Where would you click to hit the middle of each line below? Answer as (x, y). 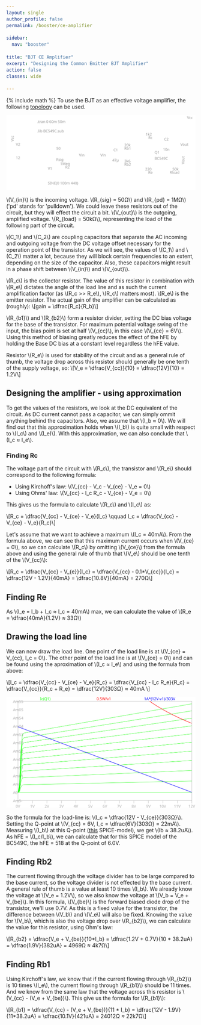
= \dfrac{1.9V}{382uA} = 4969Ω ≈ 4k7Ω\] (58, 946)
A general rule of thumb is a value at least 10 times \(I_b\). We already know (100, 889)
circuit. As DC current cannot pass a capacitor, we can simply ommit (91, 414)
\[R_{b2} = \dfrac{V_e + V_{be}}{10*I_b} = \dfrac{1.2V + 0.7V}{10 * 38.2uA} (100, 939)
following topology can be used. (46, 107)
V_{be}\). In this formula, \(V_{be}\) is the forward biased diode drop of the (98, 902)
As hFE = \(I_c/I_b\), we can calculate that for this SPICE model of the (91, 837)
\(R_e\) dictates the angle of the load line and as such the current (86, 287)
